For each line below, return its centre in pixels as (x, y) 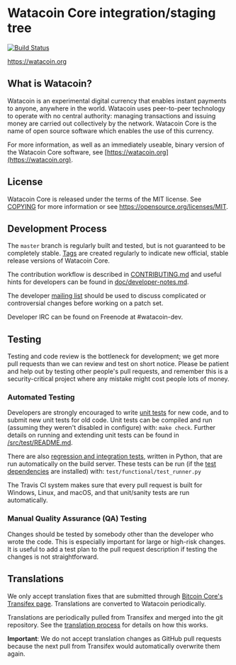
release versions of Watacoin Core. (58, 261)
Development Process (57, 228)
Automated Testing (41, 397)
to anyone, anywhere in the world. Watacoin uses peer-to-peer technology (116, 108)
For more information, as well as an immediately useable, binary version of (116, 144)
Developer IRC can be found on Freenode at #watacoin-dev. (95, 317)
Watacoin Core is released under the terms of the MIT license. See (105, 199)
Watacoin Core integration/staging (112, 13)
